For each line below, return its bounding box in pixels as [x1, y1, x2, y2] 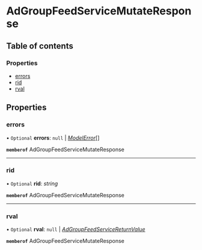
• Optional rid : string [6, 180, 58, 187]
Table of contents [6, 41, 73, 51]
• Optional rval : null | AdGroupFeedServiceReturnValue [6, 226, 145, 233]
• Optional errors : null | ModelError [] [6, 134, 100, 141]
